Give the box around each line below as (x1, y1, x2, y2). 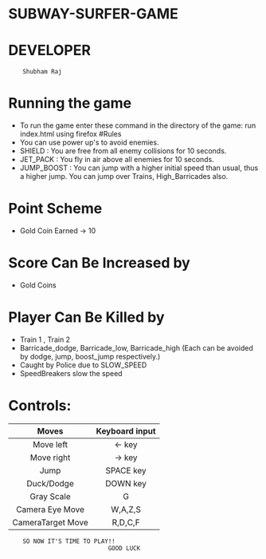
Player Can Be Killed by (8, 308, 165, 327)
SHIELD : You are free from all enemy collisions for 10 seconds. (19, 146, 227, 156)
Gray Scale (29, 490, 71, 502)
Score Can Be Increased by (8, 254, 191, 272)
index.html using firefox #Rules (19, 129, 122, 139)
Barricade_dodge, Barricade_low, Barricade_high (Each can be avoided (19, 343, 253, 352)
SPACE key (105, 465, 147, 476)
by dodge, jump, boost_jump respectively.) (19, 351, 161, 361)
